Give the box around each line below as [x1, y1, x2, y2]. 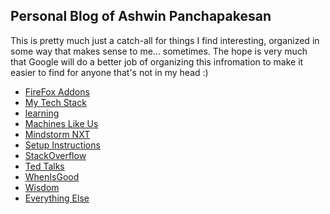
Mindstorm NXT [24, 128, 91, 140]
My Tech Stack [24, 96, 87, 108]
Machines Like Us [24, 117, 99, 129]
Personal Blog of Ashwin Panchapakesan [10, 8, 272, 25]
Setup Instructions [24, 139, 101, 151]
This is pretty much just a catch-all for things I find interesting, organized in [10, 34, 320, 46]
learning [24, 107, 60, 119]
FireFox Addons [24, 85, 90, 98]
